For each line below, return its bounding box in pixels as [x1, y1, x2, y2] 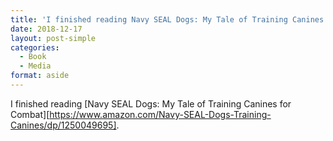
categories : [10, 42, 60, 53]
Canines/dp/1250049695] [10, 119, 117, 131]
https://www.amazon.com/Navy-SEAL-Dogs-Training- [49, 108, 272, 120]
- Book [19, 52, 47, 62]
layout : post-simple [10, 33, 97, 43]
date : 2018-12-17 [10, 24, 83, 34]
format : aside [10, 71, 70, 81]
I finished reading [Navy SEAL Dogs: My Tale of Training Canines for [10, 97, 292, 110]
